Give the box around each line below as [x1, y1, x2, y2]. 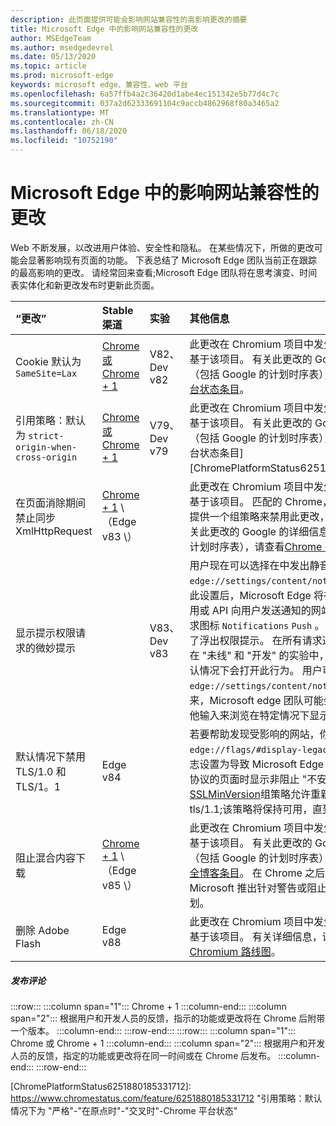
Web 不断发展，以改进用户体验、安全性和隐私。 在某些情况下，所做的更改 [10, 241, 315, 253]
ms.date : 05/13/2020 [10, 52, 97, 62]
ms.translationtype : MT [10, 107, 110, 118]
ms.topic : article [10, 61, 87, 71]
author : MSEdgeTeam [10, 33, 92, 43]
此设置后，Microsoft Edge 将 [189, 588, 325, 602]
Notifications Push [221, 620, 313, 631]
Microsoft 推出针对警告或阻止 [189, 881, 328, 895]
